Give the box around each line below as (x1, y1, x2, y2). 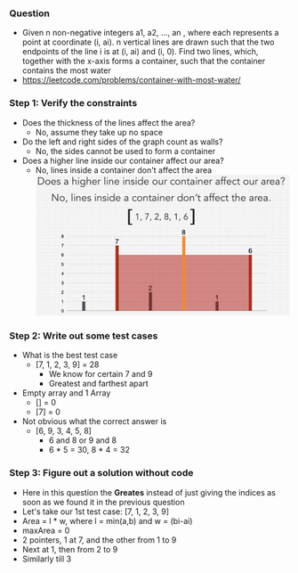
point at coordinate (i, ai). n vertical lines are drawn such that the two (21, 37, 275, 47)
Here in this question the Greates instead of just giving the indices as (21, 487, 276, 497)
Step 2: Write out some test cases (9, 330, 158, 342)
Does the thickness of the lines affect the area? (21, 117, 196, 127)
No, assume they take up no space (35, 127, 163, 137)
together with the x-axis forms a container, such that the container (21, 56, 265, 67)
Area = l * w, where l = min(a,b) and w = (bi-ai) (21, 515, 193, 526)
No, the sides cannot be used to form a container (35, 145, 216, 156)
